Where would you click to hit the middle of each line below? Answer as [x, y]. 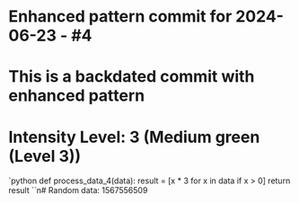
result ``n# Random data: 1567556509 [78, 190]
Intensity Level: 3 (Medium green [134, 137]
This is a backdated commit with [132, 77]
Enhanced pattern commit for [120, 17]
